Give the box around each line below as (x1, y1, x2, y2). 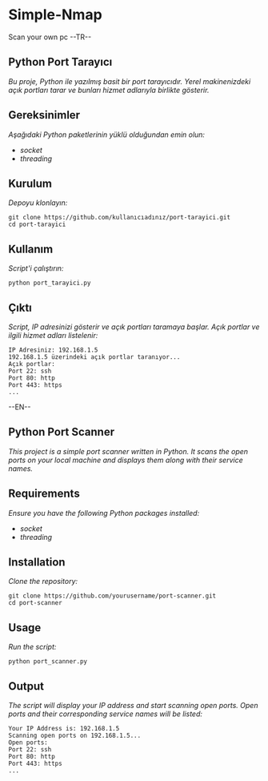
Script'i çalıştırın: (8, 264, 64, 273)
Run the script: (8, 642, 57, 652)
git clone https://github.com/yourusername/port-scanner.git (8, 592, 217, 600)
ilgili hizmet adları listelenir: (8, 331, 98, 340)
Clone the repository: (8, 577, 78, 586)
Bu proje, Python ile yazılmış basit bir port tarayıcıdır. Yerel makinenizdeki (8, 76, 251, 86)
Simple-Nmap (8, 6, 102, 24)
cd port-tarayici (8, 220, 66, 229)
